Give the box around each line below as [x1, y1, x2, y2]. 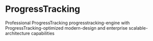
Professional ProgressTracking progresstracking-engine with [5, 20, 130, 26]
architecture [5, 30, 30, 36]
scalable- [129, 25, 148, 31]
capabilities [31, 30, 55, 36]
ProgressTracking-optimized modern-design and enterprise [5, 25, 128, 31]
